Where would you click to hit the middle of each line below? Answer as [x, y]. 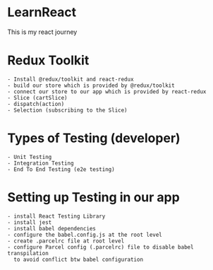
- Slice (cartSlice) [38, 98]
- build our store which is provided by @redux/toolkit [91, 86]
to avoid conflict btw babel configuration [78, 259]
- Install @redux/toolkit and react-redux [71, 79]
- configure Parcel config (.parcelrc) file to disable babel [101, 247]
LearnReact [42, 12]
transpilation [28, 253]
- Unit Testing [30, 157]
